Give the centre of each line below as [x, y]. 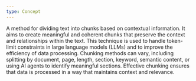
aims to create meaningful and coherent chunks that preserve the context [96, 34]
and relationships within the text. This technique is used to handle [86, 41]
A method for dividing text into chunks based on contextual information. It [96, 28]
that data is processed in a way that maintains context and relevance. [90, 72]
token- [175, 41]
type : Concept [24, 11]
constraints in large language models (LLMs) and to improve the [95, 47]
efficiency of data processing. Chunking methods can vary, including [90, 53]
